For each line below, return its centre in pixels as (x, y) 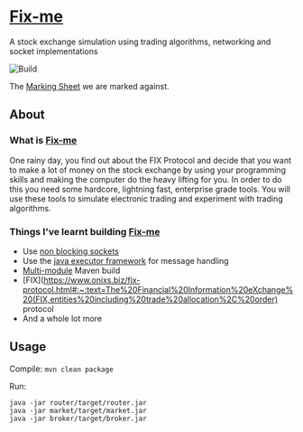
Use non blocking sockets (70, 251)
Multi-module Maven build (71, 270)
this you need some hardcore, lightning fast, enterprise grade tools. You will (150, 189)
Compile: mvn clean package (62, 369)
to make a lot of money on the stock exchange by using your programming (148, 170)
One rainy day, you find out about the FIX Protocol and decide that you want (150, 160)
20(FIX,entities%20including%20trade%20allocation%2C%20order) (150, 299)
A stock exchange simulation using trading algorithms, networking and (140, 42)
